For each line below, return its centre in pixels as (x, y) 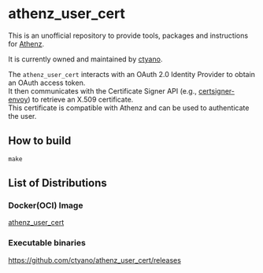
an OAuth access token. (47, 83)
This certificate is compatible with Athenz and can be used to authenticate (129, 108)
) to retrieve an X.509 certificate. (80, 99)
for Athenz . (26, 43)
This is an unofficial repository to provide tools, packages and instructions (128, 35)
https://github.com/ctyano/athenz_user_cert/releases (94, 260)
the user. (22, 116)
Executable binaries (47, 243)
